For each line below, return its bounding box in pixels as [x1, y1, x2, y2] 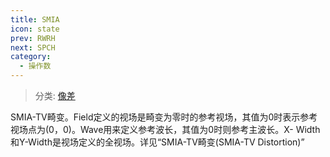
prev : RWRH [10, 33, 56, 43]
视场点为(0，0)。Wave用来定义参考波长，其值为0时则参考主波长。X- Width [10, 124, 321, 135]
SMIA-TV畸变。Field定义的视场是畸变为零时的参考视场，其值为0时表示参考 [10, 111, 318, 123]
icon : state [10, 24, 60, 34]
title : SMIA [10, 14, 60, 25]
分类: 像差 [34, 90, 76, 101]
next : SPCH [10, 42, 56, 53]
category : [10, 52, 52, 62]
